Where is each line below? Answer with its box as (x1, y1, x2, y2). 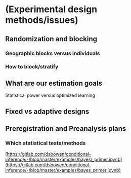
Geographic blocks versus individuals (5, 50, 100, 57)
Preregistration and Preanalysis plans (5, 124, 126, 133)
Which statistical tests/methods (5, 139, 86, 147)
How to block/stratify (5, 63, 59, 70)
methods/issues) (5, 14, 78, 26)
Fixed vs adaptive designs (5, 107, 90, 116)
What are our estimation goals (5, 79, 103, 87)
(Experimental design (5, 4, 98, 15)
